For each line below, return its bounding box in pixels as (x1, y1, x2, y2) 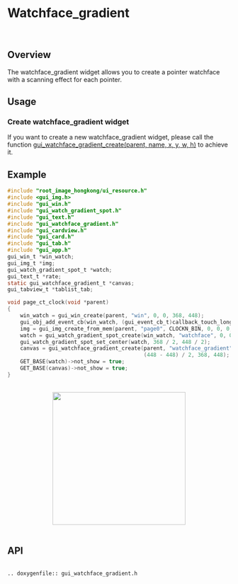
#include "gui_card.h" (7, 234, 74, 241)
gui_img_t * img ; (7, 260, 55, 267)
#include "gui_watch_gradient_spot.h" (7, 207, 122, 214)
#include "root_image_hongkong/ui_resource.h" (7, 188, 147, 195)
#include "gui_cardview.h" (7, 227, 87, 234)
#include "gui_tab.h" (7, 240, 72, 247)
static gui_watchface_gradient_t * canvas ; (7, 280, 135, 287)
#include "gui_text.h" (7, 214, 74, 221)
